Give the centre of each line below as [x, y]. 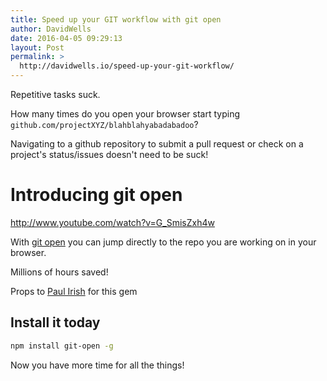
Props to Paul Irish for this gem [74, 291]
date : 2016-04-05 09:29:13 [66, 38]
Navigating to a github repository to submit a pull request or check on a [157, 144]
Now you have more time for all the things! [97, 365]
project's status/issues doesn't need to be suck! [109, 154]
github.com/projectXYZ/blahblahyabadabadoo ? [104, 124]
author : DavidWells [51, 29]
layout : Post [37, 47]
